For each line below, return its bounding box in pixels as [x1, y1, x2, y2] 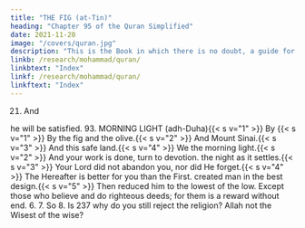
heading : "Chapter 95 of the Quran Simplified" [10, 22, 194, 31]
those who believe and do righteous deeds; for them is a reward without [10, 190, 280, 201]
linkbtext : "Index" [10, 64, 84, 73]
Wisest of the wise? [10, 209, 84, 220]
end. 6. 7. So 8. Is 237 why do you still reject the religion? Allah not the [10, 200, 272, 211]
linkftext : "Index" [10, 81, 84, 90]
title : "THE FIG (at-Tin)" [10, 13, 113, 23]
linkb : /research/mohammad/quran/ [10, 55, 142, 64]
